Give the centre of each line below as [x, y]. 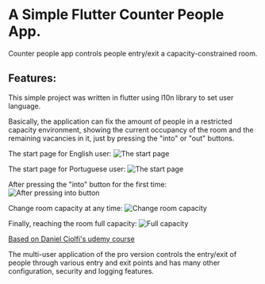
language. [25, 106]
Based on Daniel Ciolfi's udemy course [71, 239]
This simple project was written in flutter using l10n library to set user [121, 98]
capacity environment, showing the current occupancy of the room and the [131, 129]
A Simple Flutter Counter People [116, 15]
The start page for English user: [60, 153]
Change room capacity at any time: [65, 208]
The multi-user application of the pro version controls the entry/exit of [123, 254]
